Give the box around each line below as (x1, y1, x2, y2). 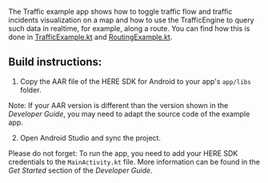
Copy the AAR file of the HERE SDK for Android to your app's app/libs (19, 76, 252, 86)
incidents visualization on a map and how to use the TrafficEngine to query (8, 15, 254, 25)
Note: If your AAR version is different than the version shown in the (8, 100, 229, 110)
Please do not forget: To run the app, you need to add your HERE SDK (8, 148, 238, 158)
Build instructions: (8, 55, 102, 69)
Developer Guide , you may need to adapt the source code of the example (8, 109, 250, 118)
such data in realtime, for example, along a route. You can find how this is (8, 24, 250, 33)
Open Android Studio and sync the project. (19, 133, 162, 142)
